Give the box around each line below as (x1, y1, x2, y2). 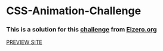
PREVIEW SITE (6, 39, 43, 46)
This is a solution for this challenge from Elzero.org (6, 26, 157, 34)
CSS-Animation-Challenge (6, 4, 142, 18)
